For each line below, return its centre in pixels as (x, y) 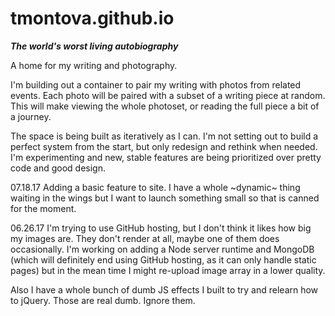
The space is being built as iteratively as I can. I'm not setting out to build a (164, 136)
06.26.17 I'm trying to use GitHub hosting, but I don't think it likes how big (161, 228)
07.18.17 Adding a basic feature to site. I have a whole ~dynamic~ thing (155, 187)
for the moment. (43, 208)
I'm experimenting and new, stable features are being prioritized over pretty (166, 157)
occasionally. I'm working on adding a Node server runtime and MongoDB (162, 249)
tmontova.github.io (92, 18)
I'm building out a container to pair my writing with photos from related (156, 84)
